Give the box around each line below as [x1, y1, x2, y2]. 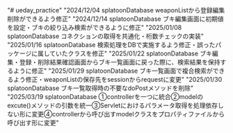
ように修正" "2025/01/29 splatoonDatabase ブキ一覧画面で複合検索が [13, 66, 214, 75]
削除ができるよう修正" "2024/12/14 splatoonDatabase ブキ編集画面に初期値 [7, 15, 224, 23]
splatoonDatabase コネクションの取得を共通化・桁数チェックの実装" [7, 32, 204, 40]
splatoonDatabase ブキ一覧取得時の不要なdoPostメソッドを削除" [7, 84, 193, 92]
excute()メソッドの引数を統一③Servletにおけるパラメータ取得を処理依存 [7, 101, 218, 109]
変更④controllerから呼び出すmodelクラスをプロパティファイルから [31, 110, 225, 118]
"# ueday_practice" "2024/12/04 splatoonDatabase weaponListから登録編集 [7, 6, 225, 14]
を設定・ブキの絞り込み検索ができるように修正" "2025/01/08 [7, 24, 182, 31]
